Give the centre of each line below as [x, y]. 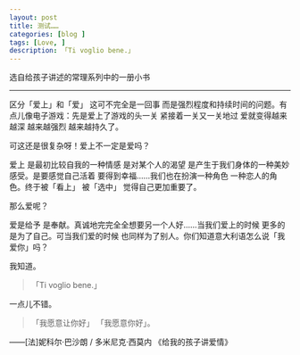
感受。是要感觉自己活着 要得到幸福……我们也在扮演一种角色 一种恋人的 [140, 176]
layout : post [33, 17]
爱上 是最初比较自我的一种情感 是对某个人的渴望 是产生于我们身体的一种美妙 [150, 165]
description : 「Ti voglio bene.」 [72, 51]
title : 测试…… [34, 26]
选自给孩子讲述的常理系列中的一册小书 [79, 78]
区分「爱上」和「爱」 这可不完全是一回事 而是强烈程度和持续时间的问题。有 [148, 104]
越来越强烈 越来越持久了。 [75, 127]
